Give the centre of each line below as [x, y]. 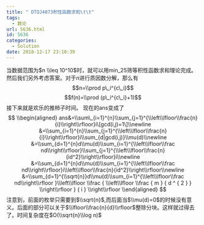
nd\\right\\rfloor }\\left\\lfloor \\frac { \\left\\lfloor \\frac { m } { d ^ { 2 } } [103, 183]
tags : [13, 18]
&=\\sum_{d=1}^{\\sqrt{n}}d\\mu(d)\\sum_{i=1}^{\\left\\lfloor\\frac [103, 176]
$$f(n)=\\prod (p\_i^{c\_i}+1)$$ [103, 97]
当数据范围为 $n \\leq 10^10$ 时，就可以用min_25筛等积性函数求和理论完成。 [102, 70]
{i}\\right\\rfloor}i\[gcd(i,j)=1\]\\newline [103, 124]
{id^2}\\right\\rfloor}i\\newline [103, 156]
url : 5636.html [26, 29]
